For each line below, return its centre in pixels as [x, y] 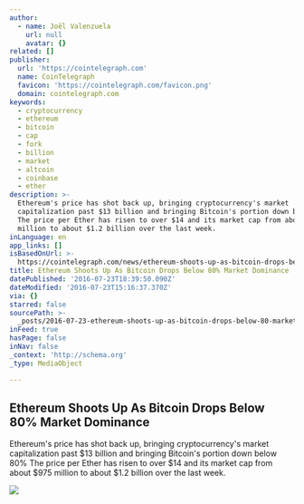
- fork [30, 144]
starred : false [38, 305]
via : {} [24, 296]
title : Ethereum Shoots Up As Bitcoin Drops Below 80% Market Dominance [149, 271]
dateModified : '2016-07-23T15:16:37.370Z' [90, 287]
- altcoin [36, 170]
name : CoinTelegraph [56, 77]
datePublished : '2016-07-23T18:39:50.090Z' [93, 279]
